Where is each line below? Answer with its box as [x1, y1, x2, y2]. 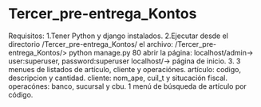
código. [8, 90, 34, 99]
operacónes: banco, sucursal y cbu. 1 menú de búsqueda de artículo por [8, 81, 247, 91]
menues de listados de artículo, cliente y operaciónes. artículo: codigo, [8, 64, 242, 74]
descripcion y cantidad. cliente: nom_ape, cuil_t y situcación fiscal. [8, 73, 227, 82]
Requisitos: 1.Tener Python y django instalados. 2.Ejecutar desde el [8, 31, 229, 40]
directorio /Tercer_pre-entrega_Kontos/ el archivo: [8, 39, 174, 48]
